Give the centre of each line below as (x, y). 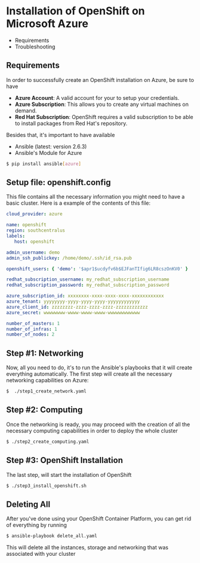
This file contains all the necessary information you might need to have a (96, 197)
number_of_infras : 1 (32, 329)
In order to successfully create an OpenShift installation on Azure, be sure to (100, 80)
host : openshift (34, 241)
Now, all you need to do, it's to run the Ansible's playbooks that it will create (99, 368)
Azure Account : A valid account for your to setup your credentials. (97, 98)
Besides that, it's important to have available (61, 135)
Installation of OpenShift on (76, 11)
